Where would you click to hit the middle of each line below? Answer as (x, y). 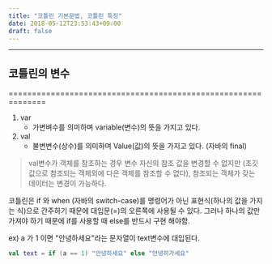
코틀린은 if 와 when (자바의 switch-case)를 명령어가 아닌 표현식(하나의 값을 (128, 201)
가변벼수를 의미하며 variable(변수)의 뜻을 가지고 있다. (116, 127)
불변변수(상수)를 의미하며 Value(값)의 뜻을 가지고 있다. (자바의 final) (139, 146)
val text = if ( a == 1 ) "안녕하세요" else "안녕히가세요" (99, 253)
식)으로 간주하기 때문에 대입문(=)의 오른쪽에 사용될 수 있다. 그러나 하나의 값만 (138, 211)
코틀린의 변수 (39, 73)
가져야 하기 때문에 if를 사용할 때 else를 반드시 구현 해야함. (99, 221)
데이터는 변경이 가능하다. (67, 184)
